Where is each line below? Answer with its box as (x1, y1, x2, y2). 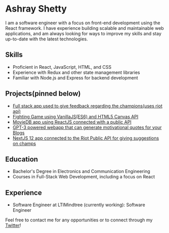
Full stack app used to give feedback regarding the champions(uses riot (12, 103, 163, 109)
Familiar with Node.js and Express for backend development (12, 74, 138, 81)
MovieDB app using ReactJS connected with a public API (12, 119, 132, 125)
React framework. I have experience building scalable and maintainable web (5, 25, 164, 31)
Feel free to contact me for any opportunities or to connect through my (5, 217, 153, 223)
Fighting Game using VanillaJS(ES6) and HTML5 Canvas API (12, 113, 139, 119)
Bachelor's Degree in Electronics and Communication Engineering (12, 168, 150, 174)
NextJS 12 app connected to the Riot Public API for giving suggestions (12, 135, 159, 141)
